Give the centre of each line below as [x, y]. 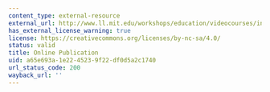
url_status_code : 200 [45, 68]
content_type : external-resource [64, 16]
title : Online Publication [53, 53]
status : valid [32, 46]
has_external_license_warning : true [70, 30]
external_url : [32, 23]
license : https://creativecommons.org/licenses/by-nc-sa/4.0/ [115, 38]
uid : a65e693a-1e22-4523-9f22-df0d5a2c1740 [82, 61]
